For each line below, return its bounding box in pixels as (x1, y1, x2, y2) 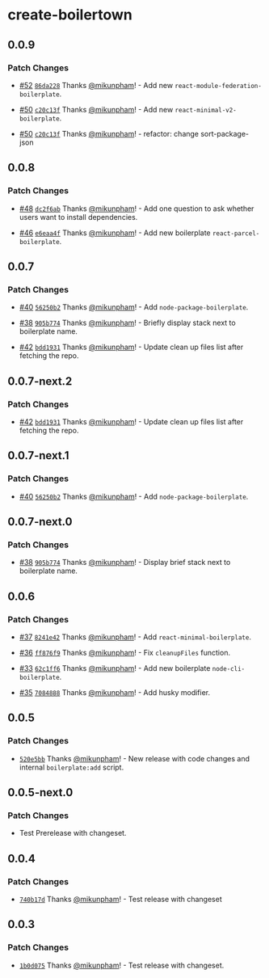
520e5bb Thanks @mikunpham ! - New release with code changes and (19, 753, 250, 763)
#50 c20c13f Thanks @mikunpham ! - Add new (19, 104, 174, 114)
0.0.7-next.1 (7, 449, 69, 462)
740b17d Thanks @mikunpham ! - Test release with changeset (19, 895, 223, 904)
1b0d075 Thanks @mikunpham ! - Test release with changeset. (19, 960, 225, 970)
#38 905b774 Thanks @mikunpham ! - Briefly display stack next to (19, 318, 236, 328)
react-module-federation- (174, 82, 262, 90)
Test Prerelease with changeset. (19, 828, 127, 838)
